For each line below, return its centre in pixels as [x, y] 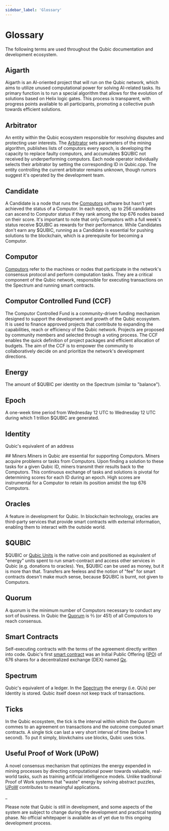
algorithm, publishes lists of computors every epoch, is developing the [78, 148]
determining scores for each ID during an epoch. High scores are [73, 478]
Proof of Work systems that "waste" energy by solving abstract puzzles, [80, 782]
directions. [16, 356]
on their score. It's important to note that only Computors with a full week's [83, 219]
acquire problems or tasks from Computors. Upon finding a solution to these [84, 461]
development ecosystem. [32, 54]
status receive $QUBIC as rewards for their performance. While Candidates [83, 225]
